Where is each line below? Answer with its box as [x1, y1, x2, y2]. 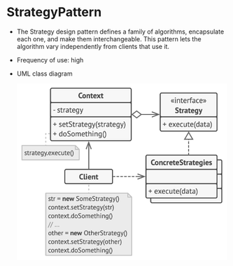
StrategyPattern [6, 4, 102, 20]
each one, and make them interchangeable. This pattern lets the [16, 34, 202, 43]
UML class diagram [16, 69, 73, 78]
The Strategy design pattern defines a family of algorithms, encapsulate [16, 27, 225, 36]
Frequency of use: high [16, 55, 84, 64]
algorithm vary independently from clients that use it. [16, 42, 169, 50]
